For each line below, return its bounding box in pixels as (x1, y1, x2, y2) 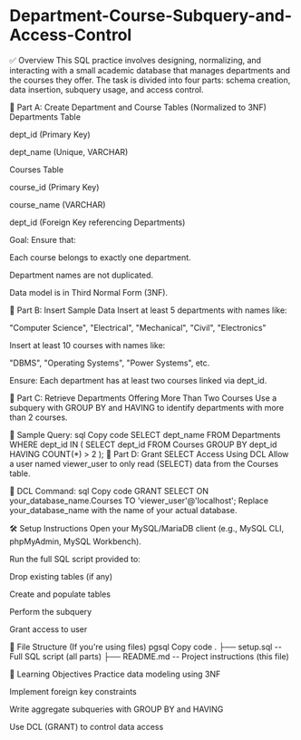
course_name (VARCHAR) (9, 199, 106, 209)
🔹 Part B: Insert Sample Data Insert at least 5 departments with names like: (9, 305, 287, 316)
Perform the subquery (9, 606, 92, 617)
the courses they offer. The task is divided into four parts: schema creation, (9, 74, 291, 85)
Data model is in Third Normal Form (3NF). (9, 287, 169, 297)
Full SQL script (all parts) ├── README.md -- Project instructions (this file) (9, 650, 290, 662)
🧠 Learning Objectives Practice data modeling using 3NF (9, 668, 221, 679)
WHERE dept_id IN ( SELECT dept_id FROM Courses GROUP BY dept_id (9, 439, 277, 450)
